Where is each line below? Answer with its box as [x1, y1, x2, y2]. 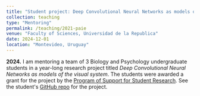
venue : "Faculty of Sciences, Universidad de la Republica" [6, 31, 159, 37]
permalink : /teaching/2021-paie [6, 25, 86, 31]
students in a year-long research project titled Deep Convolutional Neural [6, 64, 186, 71]
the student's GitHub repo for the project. [6, 83, 108, 90]
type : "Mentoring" [6, 20, 52, 25]
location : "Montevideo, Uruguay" [6, 42, 89, 48]
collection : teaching [6, 14, 60, 20]
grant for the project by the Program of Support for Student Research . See [6, 76, 189, 84]
